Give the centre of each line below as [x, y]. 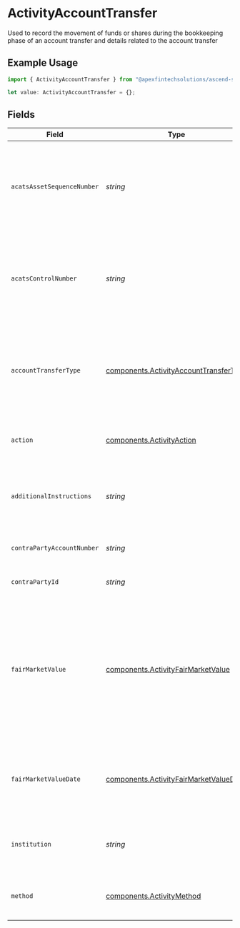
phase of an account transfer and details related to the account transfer [112, 40]
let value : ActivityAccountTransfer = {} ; [71, 92]
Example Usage [43, 63]
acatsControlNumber [44, 279]
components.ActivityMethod [154, 896]
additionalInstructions [51, 496]
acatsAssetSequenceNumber [55, 187]
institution [31, 844]
